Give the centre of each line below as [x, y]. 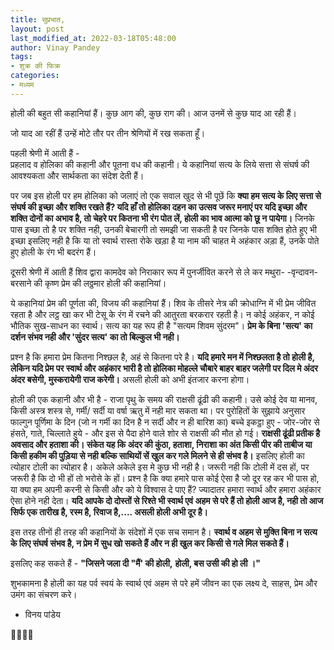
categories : [35, 76]
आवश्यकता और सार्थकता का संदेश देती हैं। [77, 175]
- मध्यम [22, 85]
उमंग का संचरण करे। [44, 594]
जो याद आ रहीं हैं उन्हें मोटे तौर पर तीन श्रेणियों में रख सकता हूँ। [108, 133]
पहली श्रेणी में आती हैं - [45, 153]
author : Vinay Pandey [55, 47]
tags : [21, 57]
